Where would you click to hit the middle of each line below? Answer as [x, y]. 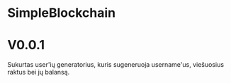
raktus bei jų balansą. [39, 72]
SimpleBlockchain [61, 13]
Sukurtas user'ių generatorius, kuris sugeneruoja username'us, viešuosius [116, 65]
